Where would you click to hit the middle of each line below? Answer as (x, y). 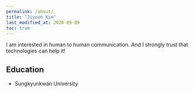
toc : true (18, 28)
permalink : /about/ (30, 11)
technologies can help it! (36, 51)
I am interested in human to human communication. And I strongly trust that (97, 45)
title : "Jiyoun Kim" (31, 17)
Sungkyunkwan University (46, 84)
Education (25, 69)
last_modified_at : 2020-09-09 (43, 22)
